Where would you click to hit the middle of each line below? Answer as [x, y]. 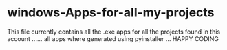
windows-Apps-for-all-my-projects [111, 13]
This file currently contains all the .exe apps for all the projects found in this [114, 32]
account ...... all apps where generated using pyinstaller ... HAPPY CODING [113, 38]
